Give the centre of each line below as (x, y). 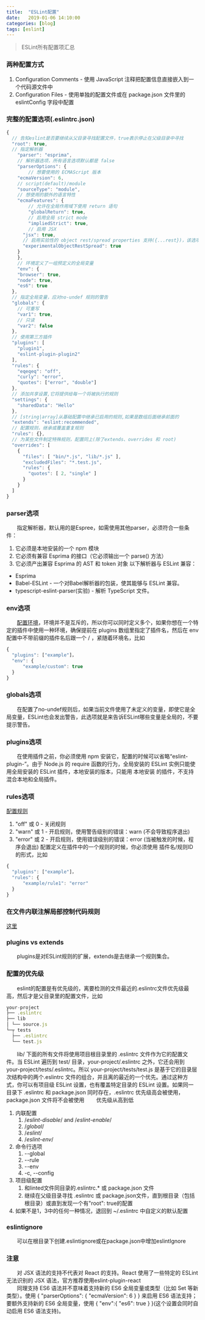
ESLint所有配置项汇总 (48, 47)
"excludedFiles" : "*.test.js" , (62, 462)
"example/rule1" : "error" (55, 884)
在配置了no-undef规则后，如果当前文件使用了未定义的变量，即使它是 (103, 709)
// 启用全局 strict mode (58, 218)
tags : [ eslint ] (26, 29)
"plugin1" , (31, 349)
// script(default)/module (52, 184)
